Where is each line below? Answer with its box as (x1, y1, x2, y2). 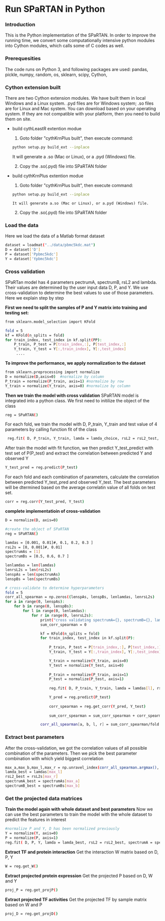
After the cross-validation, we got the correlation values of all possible (5, 745, 147, 751)
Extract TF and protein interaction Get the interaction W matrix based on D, (5, 849, 159, 855)
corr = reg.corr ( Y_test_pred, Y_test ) (5, 499, 84, 504)
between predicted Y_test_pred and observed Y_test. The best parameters (5, 479, 156, 485)
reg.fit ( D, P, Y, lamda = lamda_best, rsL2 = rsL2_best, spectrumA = (5, 840, 153, 845)
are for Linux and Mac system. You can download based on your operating (5, 106, 156, 112)
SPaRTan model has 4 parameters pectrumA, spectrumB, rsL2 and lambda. (5, 279, 157, 285)
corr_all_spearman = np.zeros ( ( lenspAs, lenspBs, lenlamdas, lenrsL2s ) (5, 595, 155, 600)
